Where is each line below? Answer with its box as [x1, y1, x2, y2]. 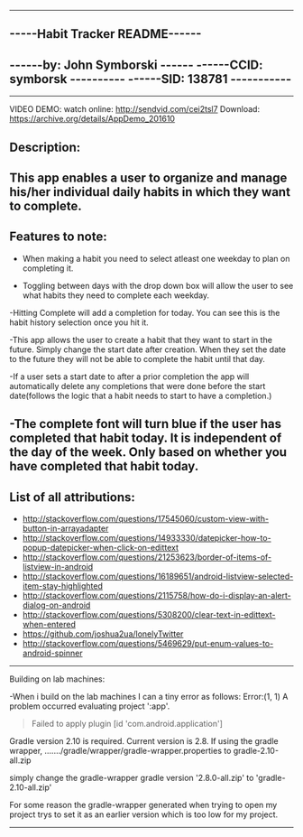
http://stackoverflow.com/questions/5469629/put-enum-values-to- [22, 638, 274, 648]
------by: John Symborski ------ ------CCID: [9, 57, 263, 72]
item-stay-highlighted [22, 581, 104, 591]
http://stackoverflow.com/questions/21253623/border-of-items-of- [22, 552, 272, 563]
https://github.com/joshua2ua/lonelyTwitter [22, 628, 184, 639]
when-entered [22, 619, 77, 629]
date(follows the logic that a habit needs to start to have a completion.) [9, 390, 272, 401]
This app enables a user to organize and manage [9, 170, 288, 185]
